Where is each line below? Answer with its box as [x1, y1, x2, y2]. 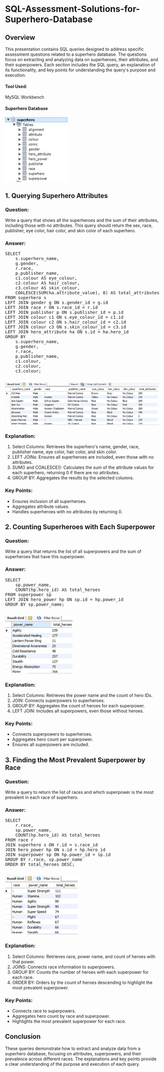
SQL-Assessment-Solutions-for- [5, 3, 140, 15]
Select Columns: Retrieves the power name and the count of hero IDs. [12, 693, 153, 699]
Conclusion [5, 1032, 41, 1041]
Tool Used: [5, 83, 28, 89]
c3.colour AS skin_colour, [15, 285, 80, 291]
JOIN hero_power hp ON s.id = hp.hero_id [5, 847, 106, 853]
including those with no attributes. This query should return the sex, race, [5, 222, 153, 228]
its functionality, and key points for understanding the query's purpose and [5, 67, 156, 73]
